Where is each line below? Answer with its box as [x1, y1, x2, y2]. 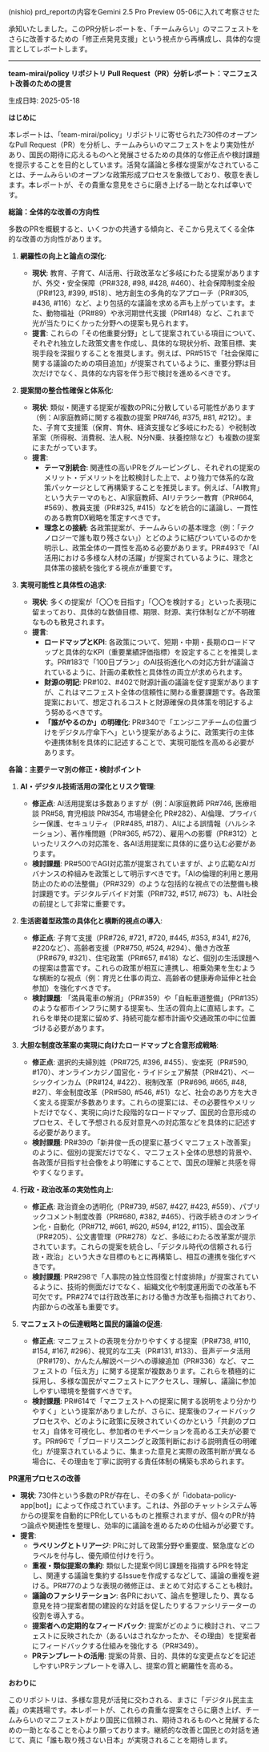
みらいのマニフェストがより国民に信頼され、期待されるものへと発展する [14, 1715, 254, 1725]
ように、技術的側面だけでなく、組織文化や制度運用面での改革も [38, 1282, 250, 1292]
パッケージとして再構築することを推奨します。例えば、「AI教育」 [50, 483, 260, 492]
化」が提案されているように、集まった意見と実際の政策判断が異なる [31, 1446, 256, 1456]
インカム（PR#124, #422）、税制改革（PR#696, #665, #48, [53, 1077, 247, 1087]
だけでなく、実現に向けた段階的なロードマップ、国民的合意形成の [38, 1108, 257, 1117]
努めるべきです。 [50, 708, 106, 716]
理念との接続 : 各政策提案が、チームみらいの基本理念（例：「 [43, 523, 241, 532]
